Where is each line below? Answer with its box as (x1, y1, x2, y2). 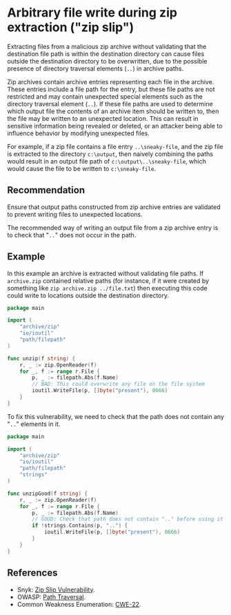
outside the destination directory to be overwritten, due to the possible (7, 57, 208, 65)
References (7, 567, 58, 579)
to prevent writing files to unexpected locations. (7, 210, 143, 218)
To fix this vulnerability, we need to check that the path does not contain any (7, 412, 224, 420)
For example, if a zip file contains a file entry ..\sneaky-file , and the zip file (7, 142, 223, 150)
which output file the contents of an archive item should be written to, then (7, 107, 219, 115)
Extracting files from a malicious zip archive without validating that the (7, 42, 207, 50)
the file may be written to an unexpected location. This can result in (7, 114, 199, 122)
